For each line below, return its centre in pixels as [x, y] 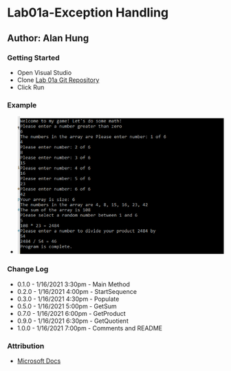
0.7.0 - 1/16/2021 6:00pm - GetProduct [71, 313]
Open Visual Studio [44, 72]
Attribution [26, 346]
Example [22, 105]
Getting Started [33, 58]
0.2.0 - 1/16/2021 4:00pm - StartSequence [77, 291]
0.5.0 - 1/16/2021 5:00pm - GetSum [67, 306]
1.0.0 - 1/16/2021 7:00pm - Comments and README [90, 328]
